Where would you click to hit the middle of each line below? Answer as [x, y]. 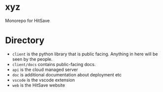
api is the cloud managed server [45, 69]
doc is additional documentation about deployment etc [67, 74]
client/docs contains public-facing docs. [54, 64]
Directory [25, 40]
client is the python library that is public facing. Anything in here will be [85, 54]
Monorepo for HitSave [27, 21]
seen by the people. [32, 59]
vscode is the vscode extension [43, 80]
